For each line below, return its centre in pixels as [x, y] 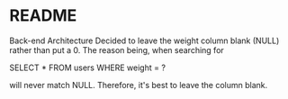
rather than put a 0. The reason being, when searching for [117, 49]
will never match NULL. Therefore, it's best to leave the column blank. [139, 85]
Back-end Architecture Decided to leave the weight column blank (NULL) [144, 40]
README [43, 16]
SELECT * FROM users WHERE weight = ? [88, 67]
